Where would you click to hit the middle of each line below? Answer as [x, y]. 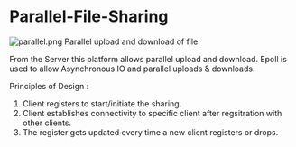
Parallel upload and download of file [131, 41]
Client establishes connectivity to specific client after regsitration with [152, 113]
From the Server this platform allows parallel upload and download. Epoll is [148, 59]
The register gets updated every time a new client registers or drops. [150, 132]
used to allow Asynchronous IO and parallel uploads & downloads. [132, 69]
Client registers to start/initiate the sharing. [102, 103]
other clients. [47, 123]
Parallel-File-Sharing [89, 17]
